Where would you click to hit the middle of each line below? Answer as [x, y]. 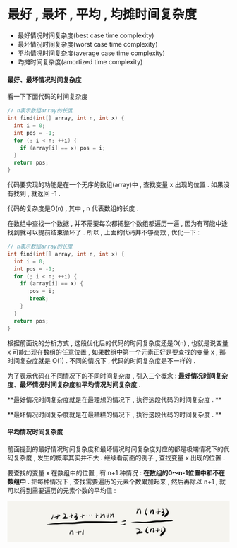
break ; [39, 299]
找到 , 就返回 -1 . [37, 193]
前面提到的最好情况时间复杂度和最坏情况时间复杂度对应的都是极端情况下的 [115, 448]
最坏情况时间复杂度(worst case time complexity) [87, 44]
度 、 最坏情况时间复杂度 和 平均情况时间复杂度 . [74, 384]
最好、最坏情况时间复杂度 [44, 79]
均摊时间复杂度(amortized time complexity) [80, 61]
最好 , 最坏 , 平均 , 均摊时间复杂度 [102, 14]
